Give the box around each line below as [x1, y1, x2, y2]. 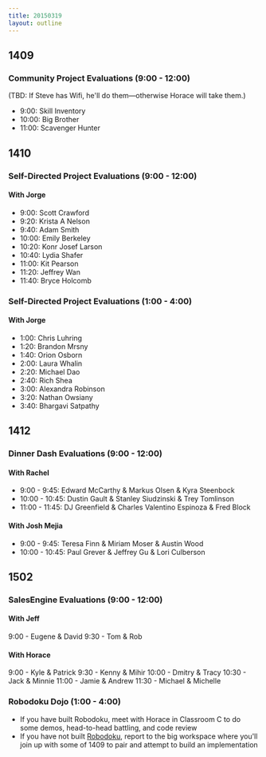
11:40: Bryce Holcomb [19, 275, 92, 285]
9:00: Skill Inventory [19, 106, 86, 116]
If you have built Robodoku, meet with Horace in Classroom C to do [19, 714, 241, 723]
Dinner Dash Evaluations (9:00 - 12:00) [8, 448, 163, 459]
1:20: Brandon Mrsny [19, 341, 88, 351]
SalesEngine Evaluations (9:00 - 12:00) [8, 594, 163, 605]
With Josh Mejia [8, 521, 64, 530]
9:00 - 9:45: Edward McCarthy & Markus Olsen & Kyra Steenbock [19, 486, 235, 495]
